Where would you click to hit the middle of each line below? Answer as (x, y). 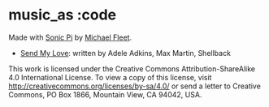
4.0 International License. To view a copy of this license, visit (110, 77)
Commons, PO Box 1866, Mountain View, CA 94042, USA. (105, 94)
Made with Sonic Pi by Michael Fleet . (70, 37)
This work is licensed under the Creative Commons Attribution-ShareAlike (132, 68)
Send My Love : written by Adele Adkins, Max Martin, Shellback (126, 53)
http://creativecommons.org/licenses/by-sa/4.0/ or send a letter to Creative (135, 86)
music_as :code (62, 15)
